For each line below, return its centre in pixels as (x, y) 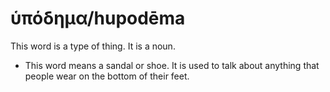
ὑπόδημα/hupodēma (98, 18)
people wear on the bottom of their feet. (107, 76)
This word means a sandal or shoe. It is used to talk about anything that (172, 65)
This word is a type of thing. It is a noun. (93, 46)
